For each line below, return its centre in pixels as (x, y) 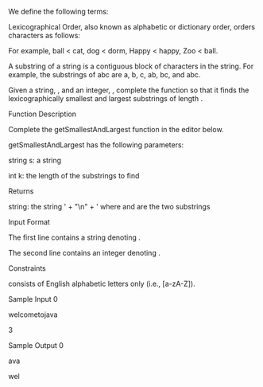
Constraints (27, 268)
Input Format (29, 222)
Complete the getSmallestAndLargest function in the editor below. (116, 129)
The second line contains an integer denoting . (84, 253)
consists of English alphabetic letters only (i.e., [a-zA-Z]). (102, 283)
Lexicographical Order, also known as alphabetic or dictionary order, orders (132, 27)
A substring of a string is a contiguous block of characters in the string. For (131, 66)
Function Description (43, 114)
